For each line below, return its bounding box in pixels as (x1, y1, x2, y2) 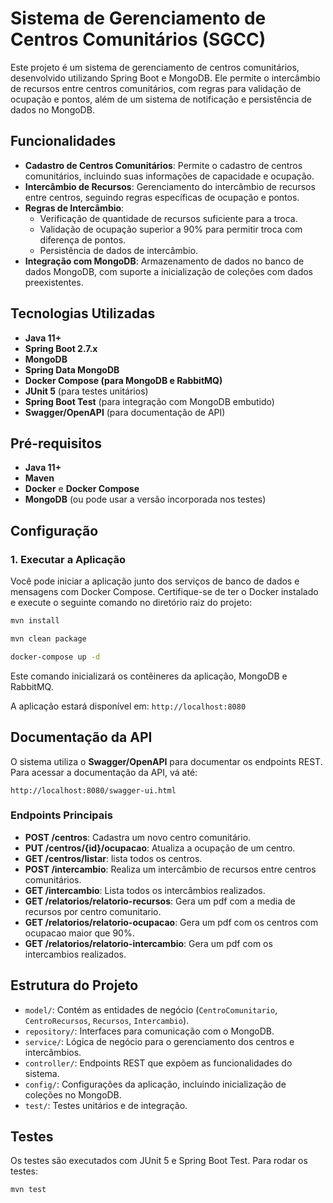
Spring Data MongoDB (24, 363, 120, 376)
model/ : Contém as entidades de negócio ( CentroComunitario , (24, 1003, 278, 1016)
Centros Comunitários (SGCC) (10, 28, 267, 51)
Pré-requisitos (10, 435, 103, 452)
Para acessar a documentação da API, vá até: (10, 766, 198, 778)
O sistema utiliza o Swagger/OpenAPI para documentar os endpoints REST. (10, 755, 323, 767)
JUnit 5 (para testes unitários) (24, 385, 149, 397)
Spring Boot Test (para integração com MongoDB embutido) (24, 395, 275, 407)
